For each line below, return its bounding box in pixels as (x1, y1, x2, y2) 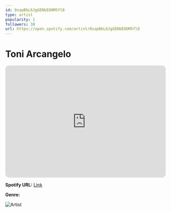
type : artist (5, 12, 33, 17)
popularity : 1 (5, 17, 36, 22)
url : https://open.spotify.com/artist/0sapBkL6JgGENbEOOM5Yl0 (5, 26, 140, 32)
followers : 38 (5, 21, 36, 27)
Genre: (5, 192, 20, 198)
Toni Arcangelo (5, 48, 71, 60)
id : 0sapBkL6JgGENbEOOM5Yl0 (5, 7, 65, 13)
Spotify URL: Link (5, 182, 43, 188)
